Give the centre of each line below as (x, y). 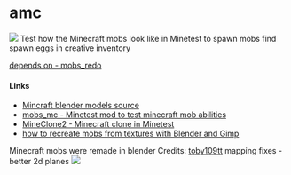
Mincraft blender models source (81, 106)
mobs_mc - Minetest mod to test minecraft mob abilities (124, 115)
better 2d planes (39, 162)
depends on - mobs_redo (55, 65)
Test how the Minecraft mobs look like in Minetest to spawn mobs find (148, 38)
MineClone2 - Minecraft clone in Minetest (98, 124)
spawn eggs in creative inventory (70, 48)
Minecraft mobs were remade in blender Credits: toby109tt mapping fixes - (145, 151)
